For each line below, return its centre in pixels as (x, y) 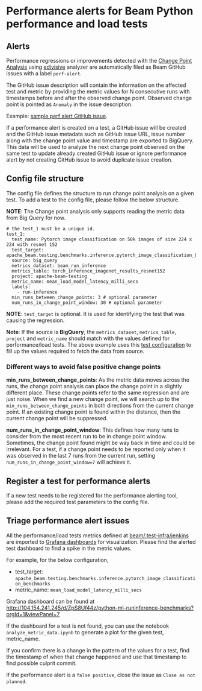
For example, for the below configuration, (57, 560)
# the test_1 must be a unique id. (51, 229)
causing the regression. (35, 320)
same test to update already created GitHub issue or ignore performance (96, 153)
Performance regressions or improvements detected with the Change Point (99, 61)
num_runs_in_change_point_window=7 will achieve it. (69, 462)
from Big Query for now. (36, 218)
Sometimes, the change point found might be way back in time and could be (101, 443)
